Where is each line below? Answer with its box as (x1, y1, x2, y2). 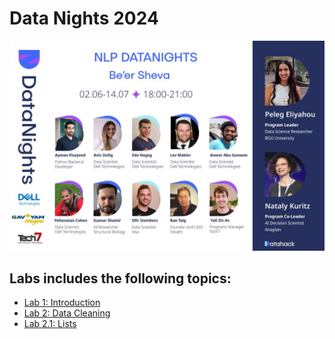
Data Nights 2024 (9, 7, 159, 30)
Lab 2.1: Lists (23, 318, 77, 330)
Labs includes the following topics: (9, 270, 232, 287)
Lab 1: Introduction (23, 297, 101, 309)
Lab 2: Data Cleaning (23, 307, 111, 319)
